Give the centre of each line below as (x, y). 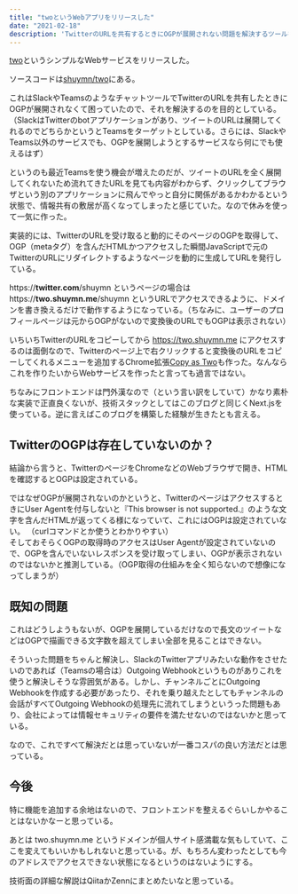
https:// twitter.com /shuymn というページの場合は (100, 288)
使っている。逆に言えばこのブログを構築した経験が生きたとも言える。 (137, 415)
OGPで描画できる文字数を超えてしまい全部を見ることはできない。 (145, 641)
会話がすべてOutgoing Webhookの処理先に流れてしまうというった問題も (141, 704)
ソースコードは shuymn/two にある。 (74, 79)
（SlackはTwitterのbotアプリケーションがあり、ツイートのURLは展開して (142, 120)
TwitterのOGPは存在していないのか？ (112, 445)
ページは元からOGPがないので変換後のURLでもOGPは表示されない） (165, 321)
